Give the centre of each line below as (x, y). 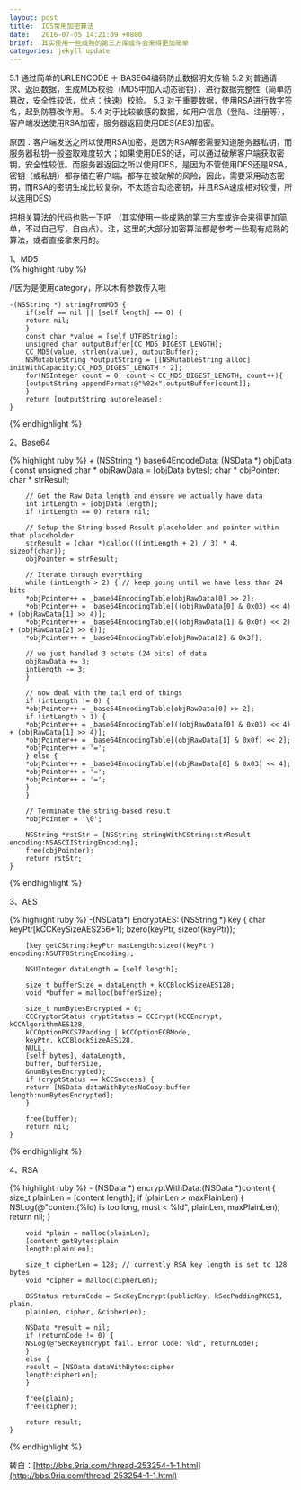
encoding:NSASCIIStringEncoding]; (74, 843)
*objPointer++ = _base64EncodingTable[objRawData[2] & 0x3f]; (144, 638)
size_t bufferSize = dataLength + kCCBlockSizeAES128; (130, 985)
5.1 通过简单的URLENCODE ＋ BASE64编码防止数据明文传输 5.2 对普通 (139, 78)
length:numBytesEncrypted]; (62, 1096)
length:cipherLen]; (62, 1375)
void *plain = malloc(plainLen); (88, 1233)
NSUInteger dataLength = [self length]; (102, 970)
